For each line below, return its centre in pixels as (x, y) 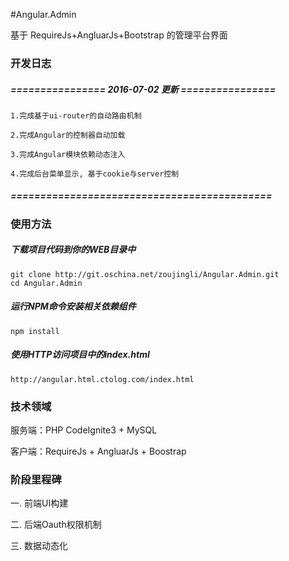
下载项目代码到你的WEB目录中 (73, 250)
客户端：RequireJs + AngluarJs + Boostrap (98, 451)
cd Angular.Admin (46, 283)
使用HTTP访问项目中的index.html (80, 355)
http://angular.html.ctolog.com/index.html (102, 379)
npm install (35, 331)
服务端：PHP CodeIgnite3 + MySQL (84, 430)
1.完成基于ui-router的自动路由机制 (76, 115)
